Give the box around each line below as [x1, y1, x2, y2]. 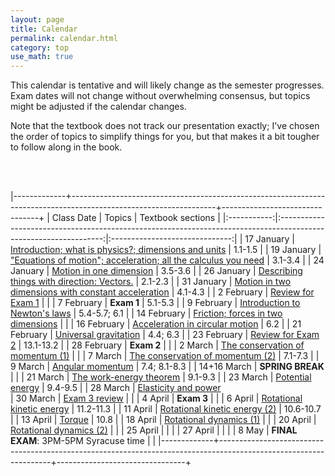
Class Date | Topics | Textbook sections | [51, 212, 221, 224]
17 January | [244, 233, 295, 245]
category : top [10, 42, 70, 53]
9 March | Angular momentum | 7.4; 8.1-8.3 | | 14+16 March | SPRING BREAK [10, 361, 325, 373]
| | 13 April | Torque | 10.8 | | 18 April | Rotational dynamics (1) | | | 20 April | [10, 414, 317, 426]
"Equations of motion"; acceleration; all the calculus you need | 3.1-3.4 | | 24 [10, 254, 325, 266]
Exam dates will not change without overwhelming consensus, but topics [10, 90, 311, 102]
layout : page [10, 14, 65, 25]
